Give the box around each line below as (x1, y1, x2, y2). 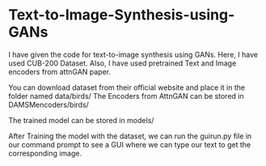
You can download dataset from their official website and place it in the (8, 83, 245, 92)
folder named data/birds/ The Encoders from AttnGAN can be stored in (8, 91, 244, 100)
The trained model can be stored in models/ (8, 115, 154, 125)
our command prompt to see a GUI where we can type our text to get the (8, 139, 251, 149)
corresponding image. (8, 148, 82, 158)
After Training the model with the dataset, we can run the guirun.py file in (8, 131, 252, 141)
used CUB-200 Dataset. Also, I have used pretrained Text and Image (8, 58, 237, 68)
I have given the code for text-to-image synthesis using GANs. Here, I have (8, 49, 259, 59)
